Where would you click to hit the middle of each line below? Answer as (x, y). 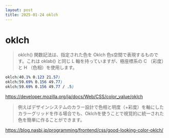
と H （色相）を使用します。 (47, 67)
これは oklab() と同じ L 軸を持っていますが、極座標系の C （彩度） (96, 61)
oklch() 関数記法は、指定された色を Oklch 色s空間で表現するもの (86, 55)
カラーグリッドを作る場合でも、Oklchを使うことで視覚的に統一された (91, 113)
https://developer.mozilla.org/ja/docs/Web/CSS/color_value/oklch (74, 97)
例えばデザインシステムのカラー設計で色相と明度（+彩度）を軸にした (91, 107)
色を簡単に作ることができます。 (51, 120)
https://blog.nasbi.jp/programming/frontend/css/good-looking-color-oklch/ (84, 130)
